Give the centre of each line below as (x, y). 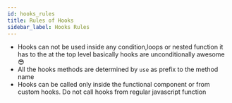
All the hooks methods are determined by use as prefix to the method (118, 69)
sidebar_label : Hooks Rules (49, 27)
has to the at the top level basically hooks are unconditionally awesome (121, 54)
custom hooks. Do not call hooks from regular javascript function (112, 92)
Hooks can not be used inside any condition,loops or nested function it (120, 47)
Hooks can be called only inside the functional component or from (114, 85)
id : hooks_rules (31, 14)
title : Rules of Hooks (41, 20)
